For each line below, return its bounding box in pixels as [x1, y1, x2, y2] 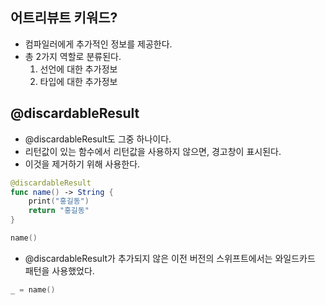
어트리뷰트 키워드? [10, 9, 118, 27]
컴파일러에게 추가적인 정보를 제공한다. [24, 38, 173, 50]
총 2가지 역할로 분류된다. [24, 50, 122, 62]
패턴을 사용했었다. [24, 264, 95, 277]
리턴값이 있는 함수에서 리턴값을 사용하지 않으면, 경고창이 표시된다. [24, 145, 282, 157]
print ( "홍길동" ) [28, 196, 90, 207]
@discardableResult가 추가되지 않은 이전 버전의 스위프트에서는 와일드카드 [24, 252, 316, 264]
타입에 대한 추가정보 [39, 75, 118, 87]
